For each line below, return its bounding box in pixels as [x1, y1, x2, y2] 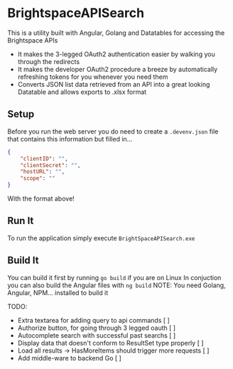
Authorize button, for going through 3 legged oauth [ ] [17, 323, 176, 332]
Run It [7, 215, 34, 227]
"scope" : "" [20, 175, 55, 182]
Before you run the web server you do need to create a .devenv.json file [7, 127, 219, 136]
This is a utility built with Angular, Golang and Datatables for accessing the [7, 28, 225, 37]
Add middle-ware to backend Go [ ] [17, 353, 122, 362]
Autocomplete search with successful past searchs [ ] [17, 331, 176, 339]
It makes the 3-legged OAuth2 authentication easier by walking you [17, 50, 215, 58]
